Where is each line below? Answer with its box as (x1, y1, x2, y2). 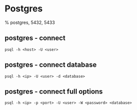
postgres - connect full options (4, 87, 103, 96)
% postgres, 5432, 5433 (4, 19, 55, 25)
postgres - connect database (4, 61, 97, 69)
